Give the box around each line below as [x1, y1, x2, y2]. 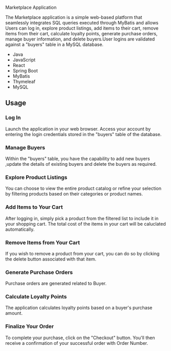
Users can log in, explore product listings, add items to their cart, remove [5, 25, 159, 31]
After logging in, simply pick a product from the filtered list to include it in [5, 215, 159, 222]
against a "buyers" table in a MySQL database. [5, 41, 104, 48]
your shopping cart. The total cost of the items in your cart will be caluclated [5, 221, 166, 227]
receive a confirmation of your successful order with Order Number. [5, 340, 149, 346]
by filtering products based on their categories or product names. [5, 191, 143, 197]
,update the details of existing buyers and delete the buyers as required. [5, 161, 157, 167]
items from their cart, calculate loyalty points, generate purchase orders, [5, 31, 158, 36]
